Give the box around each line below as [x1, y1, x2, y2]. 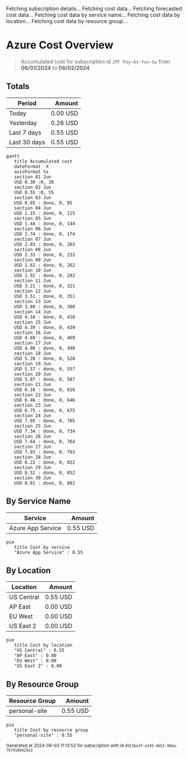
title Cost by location [14, 642, 73, 648]
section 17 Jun [14, 340, 51, 346]
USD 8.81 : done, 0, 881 [14, 480, 76, 486]
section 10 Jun [14, 267, 51, 273]
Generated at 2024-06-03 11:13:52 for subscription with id [6, 743, 124, 749]
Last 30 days [9, 138, 46, 146]
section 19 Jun [14, 361, 51, 367]
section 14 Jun [14, 308, 51, 315]
